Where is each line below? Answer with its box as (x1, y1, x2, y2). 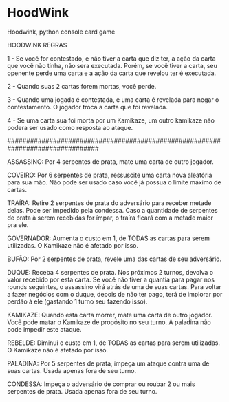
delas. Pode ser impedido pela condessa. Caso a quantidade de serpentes (7, 206, 218, 214)
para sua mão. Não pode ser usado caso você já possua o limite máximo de (7, 178, 221, 187)
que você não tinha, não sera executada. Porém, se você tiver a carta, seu (7, 61, 218, 70)
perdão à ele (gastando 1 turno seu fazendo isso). (7, 297, 148, 306)
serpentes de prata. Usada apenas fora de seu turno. (7, 387, 157, 395)
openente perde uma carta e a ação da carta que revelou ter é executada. (7, 69, 217, 77)
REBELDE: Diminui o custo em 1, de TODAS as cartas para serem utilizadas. (7, 339, 221, 347)
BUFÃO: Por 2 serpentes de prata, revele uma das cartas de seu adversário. (7, 255, 222, 263)
